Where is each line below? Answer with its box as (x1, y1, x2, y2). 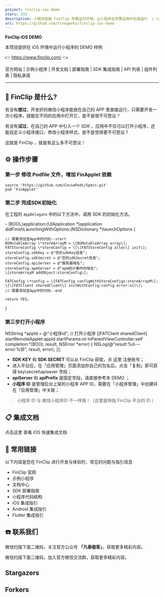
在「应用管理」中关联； (12, 387, 60, 393)
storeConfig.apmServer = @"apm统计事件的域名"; (5, 266, 99, 271)
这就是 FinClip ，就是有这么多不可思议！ (5, 140, 86, 146)
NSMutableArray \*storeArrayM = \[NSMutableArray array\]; (5, 241, 128, 246)
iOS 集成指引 (12, 500, 38, 505)
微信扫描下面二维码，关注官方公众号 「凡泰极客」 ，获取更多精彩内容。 (5, 544, 145, 550)
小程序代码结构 (12, 494, 42, 500)
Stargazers (5, 569, 40, 577)
